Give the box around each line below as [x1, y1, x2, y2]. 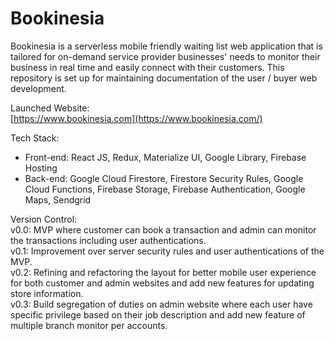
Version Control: [10, 213, 78, 225]
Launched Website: [10, 102, 90, 114]
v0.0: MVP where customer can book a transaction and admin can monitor [10, 223, 317, 236]
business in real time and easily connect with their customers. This [10, 61, 285, 73]
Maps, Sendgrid [24, 193, 92, 206]
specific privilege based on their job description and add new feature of [10, 308, 306, 321]
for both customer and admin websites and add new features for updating [10, 277, 315, 289]
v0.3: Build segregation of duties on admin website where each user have [10, 298, 313, 310]
